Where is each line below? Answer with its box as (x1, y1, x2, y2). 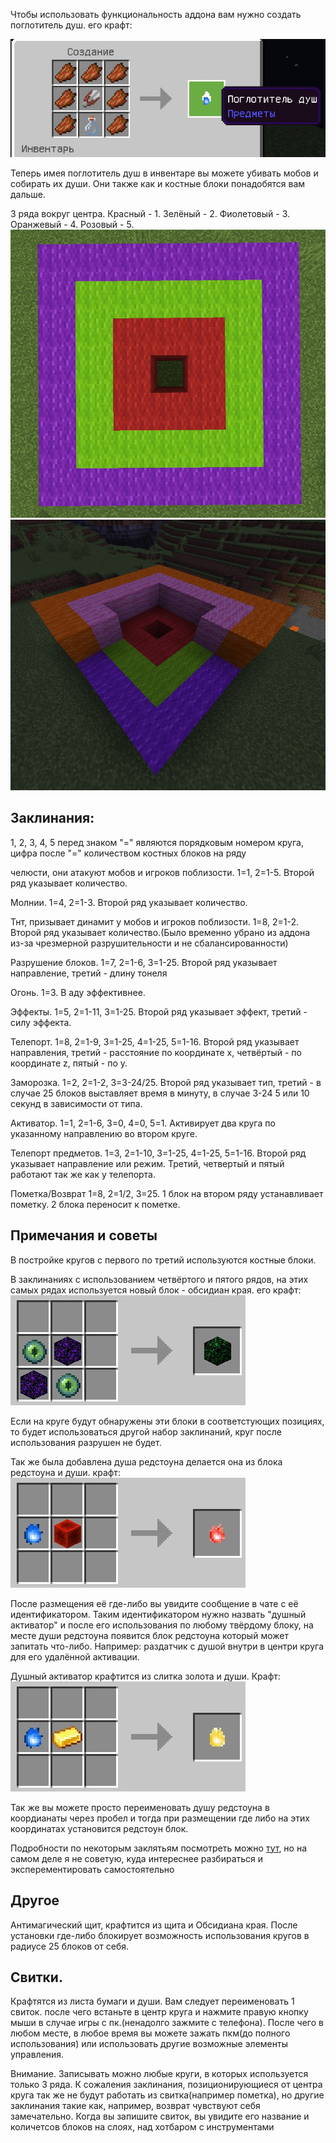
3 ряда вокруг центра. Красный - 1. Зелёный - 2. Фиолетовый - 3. (10, 207, 291, 219)
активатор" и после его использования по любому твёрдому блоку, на (10, 1619, 314, 1631)
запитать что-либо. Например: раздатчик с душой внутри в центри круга (10, 1640, 324, 1652)
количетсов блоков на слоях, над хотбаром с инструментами (10, 2121, 275, 2133)
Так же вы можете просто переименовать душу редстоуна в (10, 1801, 270, 1813)
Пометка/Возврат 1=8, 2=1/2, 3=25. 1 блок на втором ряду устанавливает (10, 1187, 324, 1199)
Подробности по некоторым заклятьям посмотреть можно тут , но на (10, 1842, 308, 1854)
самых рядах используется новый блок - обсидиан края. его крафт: (10, 1284, 302, 1296)
